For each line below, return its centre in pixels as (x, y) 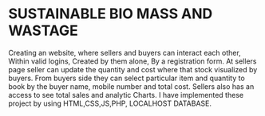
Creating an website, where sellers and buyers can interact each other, (125, 52)
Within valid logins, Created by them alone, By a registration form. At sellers (132, 61)
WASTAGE (43, 31)
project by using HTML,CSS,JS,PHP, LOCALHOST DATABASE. (110, 103)
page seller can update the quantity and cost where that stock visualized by (133, 69)
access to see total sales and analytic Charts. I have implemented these (126, 95)
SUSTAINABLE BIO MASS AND (111, 14)
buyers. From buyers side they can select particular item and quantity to (127, 78)
